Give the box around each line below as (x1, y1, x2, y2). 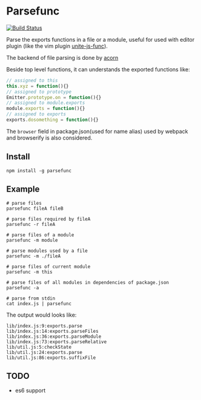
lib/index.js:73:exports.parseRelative (6, 338, 107, 345)
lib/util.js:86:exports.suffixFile (6, 355, 96, 361)
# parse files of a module (6, 231, 74, 238)
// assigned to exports (6, 111, 67, 117)
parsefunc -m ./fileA (6, 253, 61, 259)
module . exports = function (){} (6, 106, 85, 112)
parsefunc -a (6, 285, 39, 291)
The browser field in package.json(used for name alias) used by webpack (6, 127, 188, 135)
